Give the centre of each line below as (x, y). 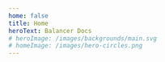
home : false (28, 16)
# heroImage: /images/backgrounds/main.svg (83, 38)
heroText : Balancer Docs (50, 31)
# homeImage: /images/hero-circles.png (76, 46)
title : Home (28, 23)
